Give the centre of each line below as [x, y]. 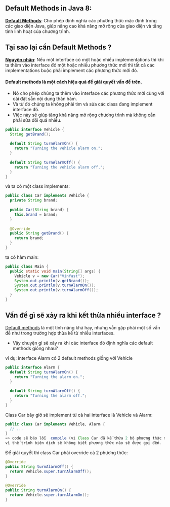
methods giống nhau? [35, 348]
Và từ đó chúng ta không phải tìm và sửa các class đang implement [82, 104]
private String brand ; [34, 200]
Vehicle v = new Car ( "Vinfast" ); [50, 276]
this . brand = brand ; [36, 214]
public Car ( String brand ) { [39, 210]
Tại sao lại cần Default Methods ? [58, 47]
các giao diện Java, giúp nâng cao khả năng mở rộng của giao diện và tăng [83, 26]
